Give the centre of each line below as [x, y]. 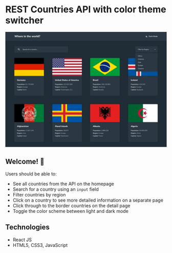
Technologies [28, 227]
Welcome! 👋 [25, 161]
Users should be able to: [31, 174]
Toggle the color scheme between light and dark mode [71, 211]
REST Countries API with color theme [86, 10]
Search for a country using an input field [56, 189]
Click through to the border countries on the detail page [71, 206]
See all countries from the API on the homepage [63, 184]
